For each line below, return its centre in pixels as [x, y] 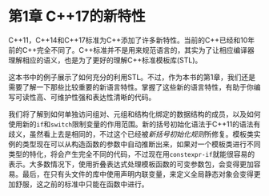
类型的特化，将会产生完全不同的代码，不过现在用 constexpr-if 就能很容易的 [131, 154]
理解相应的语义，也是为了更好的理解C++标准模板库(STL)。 [105, 60]
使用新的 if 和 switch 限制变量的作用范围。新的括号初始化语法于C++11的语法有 [134, 124]
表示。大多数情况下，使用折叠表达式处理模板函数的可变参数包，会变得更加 [131, 164]
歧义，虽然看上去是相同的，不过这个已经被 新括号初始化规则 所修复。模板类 [131, 134]
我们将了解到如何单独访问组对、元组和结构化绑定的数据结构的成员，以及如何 [134, 114]
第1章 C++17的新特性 [77, 16]
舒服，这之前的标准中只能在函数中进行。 [82, 184]
